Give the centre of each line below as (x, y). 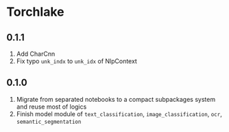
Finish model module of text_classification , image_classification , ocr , (119, 113)
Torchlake (35, 12)
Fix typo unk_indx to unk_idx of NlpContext (77, 61)
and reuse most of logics (51, 107)
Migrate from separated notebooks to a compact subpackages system (116, 99)
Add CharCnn (36, 54)
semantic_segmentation (49, 122)
